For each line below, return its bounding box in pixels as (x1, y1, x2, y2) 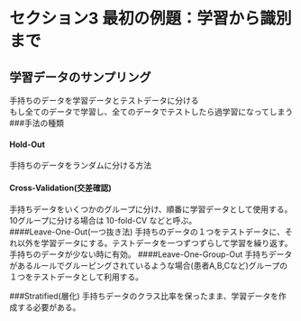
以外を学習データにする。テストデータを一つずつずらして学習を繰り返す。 (16, 238, 293, 249)
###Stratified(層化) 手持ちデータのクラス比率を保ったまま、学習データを (9, 290, 279, 302)
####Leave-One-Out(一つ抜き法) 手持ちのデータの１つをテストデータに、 (9, 226, 286, 237)
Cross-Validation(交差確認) (9, 182, 112, 193)
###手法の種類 (9, 118, 65, 128)
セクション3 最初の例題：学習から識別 (9, 8, 292, 29)
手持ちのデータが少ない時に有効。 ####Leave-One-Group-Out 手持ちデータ (9, 249, 293, 260)
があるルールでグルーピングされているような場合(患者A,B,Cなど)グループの (9, 261, 288, 271)
